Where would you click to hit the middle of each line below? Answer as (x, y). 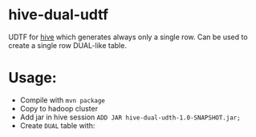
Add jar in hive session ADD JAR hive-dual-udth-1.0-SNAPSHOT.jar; (130, 117)
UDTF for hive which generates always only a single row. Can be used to (128, 37)
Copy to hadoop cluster (59, 108)
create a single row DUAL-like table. (67, 45)
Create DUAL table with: (57, 125)
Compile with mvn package (63, 100)
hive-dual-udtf (59, 15)
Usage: (33, 78)
